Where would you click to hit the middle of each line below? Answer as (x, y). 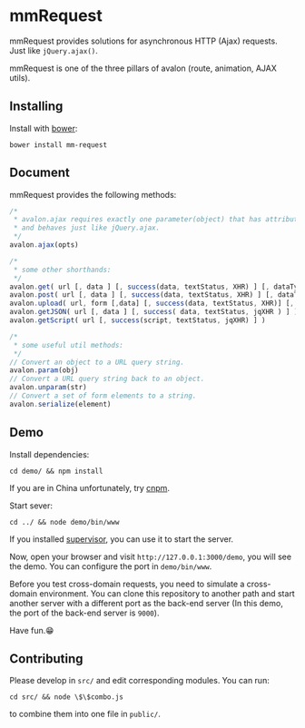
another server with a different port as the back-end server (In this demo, (146, 603)
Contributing (46, 659)
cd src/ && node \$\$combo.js (67, 697)
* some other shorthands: (62, 270)
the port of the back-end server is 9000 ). (84, 613)
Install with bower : (44, 128)
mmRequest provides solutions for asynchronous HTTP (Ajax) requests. (144, 41)
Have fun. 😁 (32, 630)
